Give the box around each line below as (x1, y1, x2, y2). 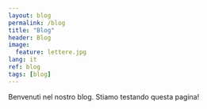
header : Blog (8, 33, 52, 42)
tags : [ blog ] (8, 70, 52, 78)
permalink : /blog (8, 19, 66, 27)
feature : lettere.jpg (15, 48, 87, 56)
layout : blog (8, 11, 52, 20)
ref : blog (8, 63, 41, 71)
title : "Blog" (8, 26, 56, 34)
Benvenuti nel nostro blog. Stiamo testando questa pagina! (8, 92, 200, 101)
